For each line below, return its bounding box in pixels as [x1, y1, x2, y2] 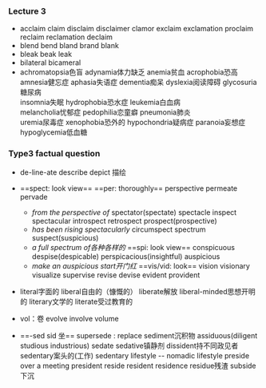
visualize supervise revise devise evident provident [31, 270, 200, 280]
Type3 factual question [8, 148, 101, 160]
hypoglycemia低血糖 [19, 127, 88, 137]
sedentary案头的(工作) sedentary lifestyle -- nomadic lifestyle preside [19, 350, 250, 360]
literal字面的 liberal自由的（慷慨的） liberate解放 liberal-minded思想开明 [19, 286, 256, 296]
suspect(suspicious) [31, 232, 99, 242]
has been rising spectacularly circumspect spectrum [31, 224, 206, 234]
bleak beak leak [19, 50, 73, 59]
